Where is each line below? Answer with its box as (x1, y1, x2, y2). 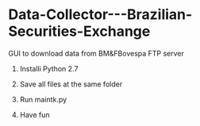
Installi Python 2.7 (19, 63, 79, 73)
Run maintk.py (19, 94, 67, 104)
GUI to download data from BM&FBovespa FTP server (8, 48, 185, 58)
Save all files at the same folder (19, 79, 123, 89)
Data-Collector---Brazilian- (8, 6, 193, 24)
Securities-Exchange (8, 22, 151, 40)
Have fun (19, 109, 50, 120)
